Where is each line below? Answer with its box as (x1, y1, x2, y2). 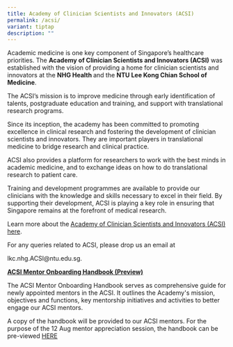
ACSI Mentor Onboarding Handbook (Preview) (7, 268, 144, 276)
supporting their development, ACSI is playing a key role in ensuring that (7, 199, 214, 208)
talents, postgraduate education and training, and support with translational (7, 99, 223, 108)
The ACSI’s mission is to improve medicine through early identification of (7, 92, 216, 100)
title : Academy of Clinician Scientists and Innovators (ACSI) (7, 10, 195, 17)
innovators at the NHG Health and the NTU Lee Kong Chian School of (7, 71, 207, 79)
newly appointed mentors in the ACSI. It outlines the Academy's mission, (7, 288, 216, 297)
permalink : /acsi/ (7, 17, 61, 24)
